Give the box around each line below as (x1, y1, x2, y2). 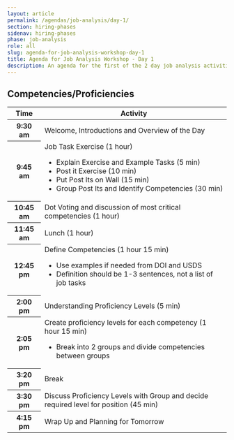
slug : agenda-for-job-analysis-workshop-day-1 (7, 50, 145, 57)
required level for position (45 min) (44, 399, 159, 409)
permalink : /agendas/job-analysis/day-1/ (7, 17, 130, 24)
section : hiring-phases (7, 23, 77, 30)
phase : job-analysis (7, 36, 68, 43)
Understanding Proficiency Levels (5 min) (44, 301, 181, 311)
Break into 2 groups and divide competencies (56, 342, 205, 351)
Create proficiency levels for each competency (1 (44, 317, 207, 327)
